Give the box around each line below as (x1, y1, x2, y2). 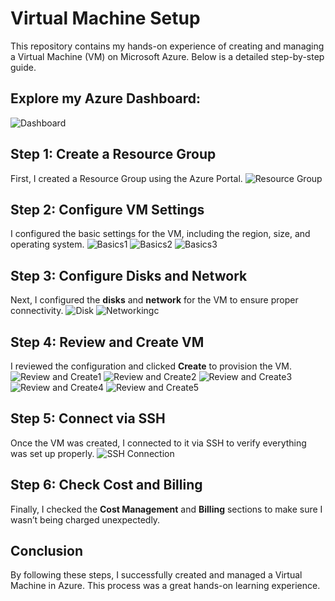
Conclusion (10, 543, 84, 560)
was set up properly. (10, 447, 95, 459)
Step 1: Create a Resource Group (10, 146, 217, 163)
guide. (10, 61, 37, 73)
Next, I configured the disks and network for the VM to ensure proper (10, 294, 299, 306)
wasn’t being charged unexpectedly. (10, 513, 161, 526)
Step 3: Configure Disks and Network (10, 267, 248, 284)
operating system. (10, 238, 85, 251)
